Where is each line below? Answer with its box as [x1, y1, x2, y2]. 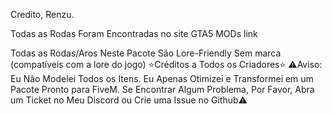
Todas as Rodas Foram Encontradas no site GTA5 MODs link [10, 28, 258, 39]
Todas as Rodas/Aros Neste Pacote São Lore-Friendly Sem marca [10, 47, 282, 59]
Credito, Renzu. [10, 9, 75, 20]
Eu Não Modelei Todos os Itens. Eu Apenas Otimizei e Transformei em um [10, 73, 314, 84]
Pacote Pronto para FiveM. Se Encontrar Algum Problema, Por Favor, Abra [10, 84, 315, 95]
